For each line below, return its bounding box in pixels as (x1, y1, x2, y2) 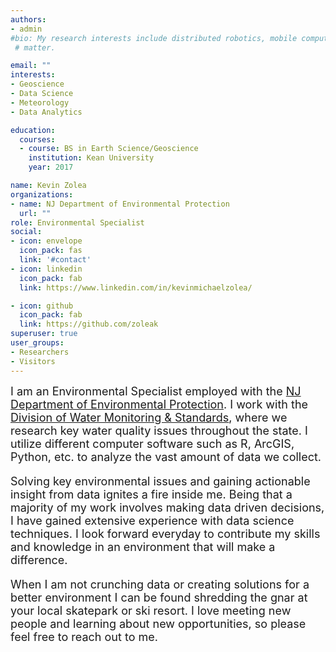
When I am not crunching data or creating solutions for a (10, 577, 310, 591)
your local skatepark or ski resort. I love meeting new (10, 603, 292, 618)
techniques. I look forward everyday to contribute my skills (10, 526, 321, 541)
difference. (10, 552, 68, 567)
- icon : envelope (10, 236, 83, 246)
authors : (10, 14, 47, 25)
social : (10, 227, 43, 237)
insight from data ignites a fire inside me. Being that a (10, 487, 293, 501)
